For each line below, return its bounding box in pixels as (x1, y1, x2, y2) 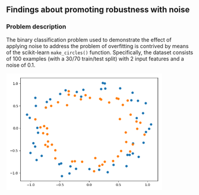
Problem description (6, 23, 67, 31)
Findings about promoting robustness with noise (6, 5, 190, 15)
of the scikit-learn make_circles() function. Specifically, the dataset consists (6, 49, 194, 56)
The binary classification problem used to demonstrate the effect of (6, 36, 172, 43)
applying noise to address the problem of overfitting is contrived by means (6, 42, 189, 49)
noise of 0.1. (6, 61, 36, 68)
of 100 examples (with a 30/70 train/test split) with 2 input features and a (6, 55, 184, 62)
